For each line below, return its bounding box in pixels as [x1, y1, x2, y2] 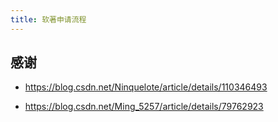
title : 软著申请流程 [10, 14, 87, 25]
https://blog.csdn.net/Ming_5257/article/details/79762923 [24, 101, 264, 113]
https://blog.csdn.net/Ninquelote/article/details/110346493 [24, 81, 268, 93]
